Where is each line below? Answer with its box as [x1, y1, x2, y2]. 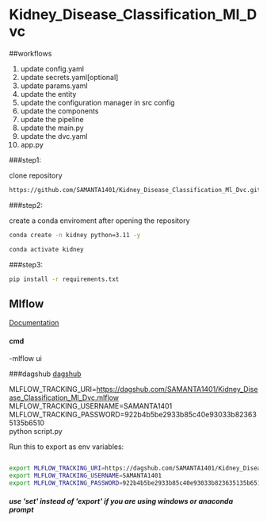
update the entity [20, 89, 77, 98]
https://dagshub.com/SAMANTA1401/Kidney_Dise [96, 385, 258, 394]
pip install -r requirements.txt [9, 275, 120, 283]
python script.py [9, 427, 63, 436]
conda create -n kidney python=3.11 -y [9, 231, 141, 239]
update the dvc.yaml [20, 131, 88, 140]
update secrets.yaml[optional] [20, 72, 119, 82]
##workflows [9, 48, 52, 58]
